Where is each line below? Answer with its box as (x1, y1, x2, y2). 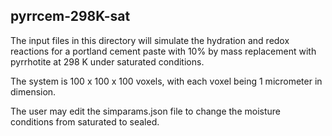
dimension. (10, 85, 57, 98)
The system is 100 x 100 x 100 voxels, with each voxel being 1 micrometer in (10, 75, 323, 87)
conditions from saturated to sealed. (10, 115, 160, 128)
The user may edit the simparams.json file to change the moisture (10, 105, 281, 117)
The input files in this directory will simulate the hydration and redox (10, 34, 290, 46)
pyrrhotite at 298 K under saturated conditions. (10, 55, 205, 68)
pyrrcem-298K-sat (10, 8, 131, 25)
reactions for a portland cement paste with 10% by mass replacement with (10, 45, 317, 57)
